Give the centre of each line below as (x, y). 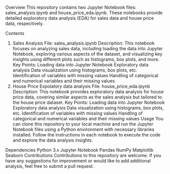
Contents (15, 33)
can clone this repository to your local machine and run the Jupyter (83, 124)
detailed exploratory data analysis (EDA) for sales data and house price (79, 18)
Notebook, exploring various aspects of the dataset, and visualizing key (87, 54)
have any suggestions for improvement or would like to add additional (78, 161)
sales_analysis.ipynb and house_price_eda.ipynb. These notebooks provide (84, 13)
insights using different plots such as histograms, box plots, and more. (86, 59)
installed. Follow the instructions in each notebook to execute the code (87, 135)
